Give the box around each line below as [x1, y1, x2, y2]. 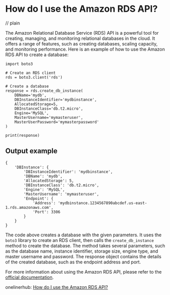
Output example [5, 146, 58, 156]
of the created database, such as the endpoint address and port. [5, 259, 141, 265]
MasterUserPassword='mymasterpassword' [14, 119, 100, 125]
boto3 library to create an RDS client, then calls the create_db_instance [5, 237, 154, 243]
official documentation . [5, 274, 54, 280]
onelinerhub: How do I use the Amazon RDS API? [5, 284, 108, 290]
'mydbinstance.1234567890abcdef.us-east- [58, 200, 147, 206]
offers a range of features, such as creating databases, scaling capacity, [5, 40, 158, 46]
